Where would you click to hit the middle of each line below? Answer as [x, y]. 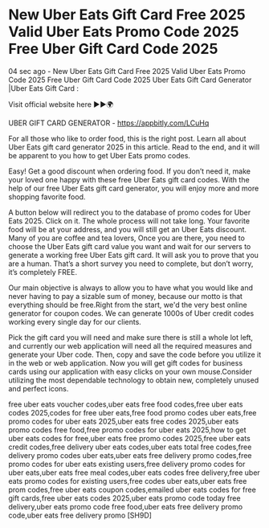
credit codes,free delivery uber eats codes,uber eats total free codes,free [130, 447]
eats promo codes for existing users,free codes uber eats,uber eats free [128, 481]
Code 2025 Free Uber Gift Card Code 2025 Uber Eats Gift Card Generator [130, 80]
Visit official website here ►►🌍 [61, 104]
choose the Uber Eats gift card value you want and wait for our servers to [130, 246]
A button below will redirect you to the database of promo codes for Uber [130, 212]
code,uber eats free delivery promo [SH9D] [80, 515]
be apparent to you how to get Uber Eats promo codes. [100, 155]
